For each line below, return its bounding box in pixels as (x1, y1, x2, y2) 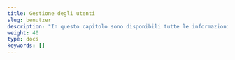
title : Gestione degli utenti (7, 10, 96, 17)
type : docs (7, 36, 39, 43)
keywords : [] (7, 42, 45, 49)
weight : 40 (7, 29, 39, 37)
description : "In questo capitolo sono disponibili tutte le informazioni (7, 23, 230, 30)
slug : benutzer (7, 17, 52, 23)
